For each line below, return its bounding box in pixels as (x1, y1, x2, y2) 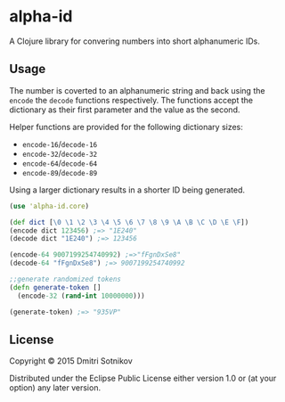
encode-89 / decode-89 (21, 167, 98, 177)
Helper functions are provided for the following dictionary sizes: (9, 121, 243, 132)
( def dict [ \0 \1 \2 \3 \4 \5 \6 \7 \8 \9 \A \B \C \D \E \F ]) (9, 217, 249, 226)
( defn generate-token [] (9, 283, 102, 291)
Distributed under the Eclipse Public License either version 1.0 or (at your (9, 373, 277, 384)
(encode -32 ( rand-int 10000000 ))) (17, 291, 145, 300)
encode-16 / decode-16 (21, 138, 98, 149)
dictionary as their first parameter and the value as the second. (9, 104, 240, 115)
